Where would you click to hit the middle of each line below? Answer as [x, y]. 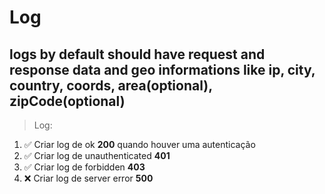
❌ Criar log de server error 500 [88, 178]
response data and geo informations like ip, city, [162, 69]
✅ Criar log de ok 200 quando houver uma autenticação [139, 144]
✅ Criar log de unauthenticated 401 [97, 155]
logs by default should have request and [137, 54]
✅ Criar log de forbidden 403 [84, 167]
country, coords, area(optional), [111, 85]
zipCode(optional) [67, 101]
